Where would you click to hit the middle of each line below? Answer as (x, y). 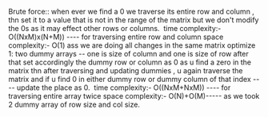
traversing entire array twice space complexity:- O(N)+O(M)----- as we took (134, 96)
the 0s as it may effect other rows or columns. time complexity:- (115, 28)
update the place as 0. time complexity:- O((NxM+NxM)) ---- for (124, 88)
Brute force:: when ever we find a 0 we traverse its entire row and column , (131, 12)
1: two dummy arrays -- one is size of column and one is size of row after (129, 54)
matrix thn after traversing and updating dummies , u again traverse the (126, 70)
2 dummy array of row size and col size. (74, 104)
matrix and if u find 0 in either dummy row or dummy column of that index (130, 79)
